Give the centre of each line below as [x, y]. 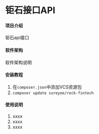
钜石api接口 [17, 38]
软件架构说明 [18, 62]
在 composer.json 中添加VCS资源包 [47, 87]
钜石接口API [30, 10]
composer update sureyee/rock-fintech [53, 93]
